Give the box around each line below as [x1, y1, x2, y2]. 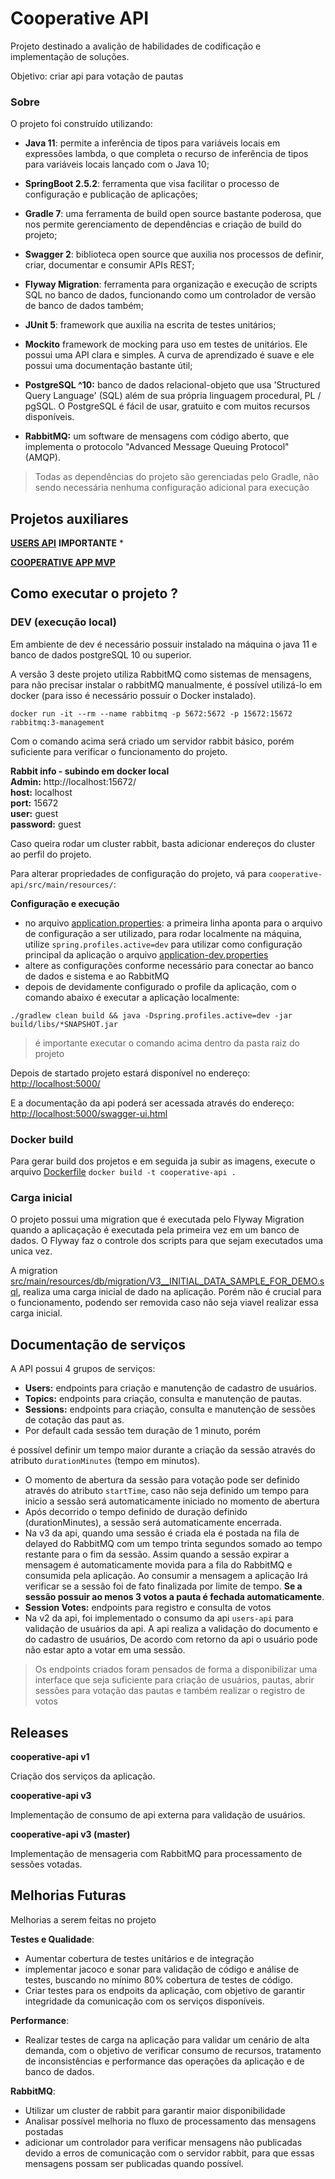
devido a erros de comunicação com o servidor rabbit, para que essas [24, 2147, 315, 2159]
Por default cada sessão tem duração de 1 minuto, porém [24, 1425, 261, 1437]
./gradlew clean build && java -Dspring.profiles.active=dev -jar [10, 1010, 293, 1021]
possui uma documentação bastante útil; [24, 360, 193, 372]
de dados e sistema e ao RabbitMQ [24, 970, 170, 982]
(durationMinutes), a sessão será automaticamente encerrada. [24, 1517, 282, 1529]
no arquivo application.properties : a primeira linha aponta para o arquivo [24, 917, 323, 929]
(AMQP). [24, 452, 61, 464]
